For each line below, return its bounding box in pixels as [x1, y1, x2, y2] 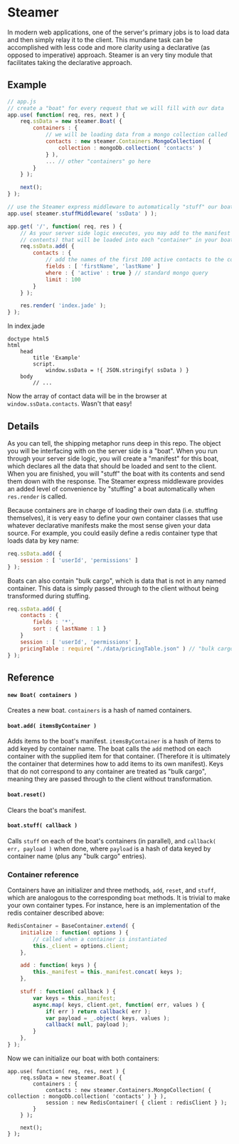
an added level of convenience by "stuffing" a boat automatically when [7, 484, 216, 493]
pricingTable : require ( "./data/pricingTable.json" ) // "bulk [20, 645, 215, 652]
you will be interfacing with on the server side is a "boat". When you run [7, 446, 218, 455]
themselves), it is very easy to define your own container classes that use [7, 513, 223, 522]
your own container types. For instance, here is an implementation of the [7, 901, 221, 910]
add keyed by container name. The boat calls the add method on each [7, 744, 211, 753]
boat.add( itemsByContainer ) [7, 722, 97, 729]
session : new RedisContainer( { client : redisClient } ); [45, 1099, 228, 1106]
